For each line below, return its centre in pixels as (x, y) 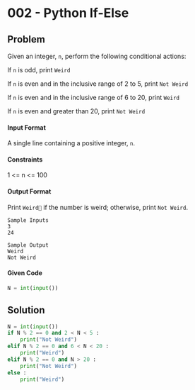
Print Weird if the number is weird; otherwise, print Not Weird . (98, 207)
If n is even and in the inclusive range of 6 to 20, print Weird (94, 97)
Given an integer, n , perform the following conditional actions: (97, 56)
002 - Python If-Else (68, 13)
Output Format (29, 191)
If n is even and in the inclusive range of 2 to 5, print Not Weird (98, 84)
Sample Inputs (28, 220)
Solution (26, 310)
